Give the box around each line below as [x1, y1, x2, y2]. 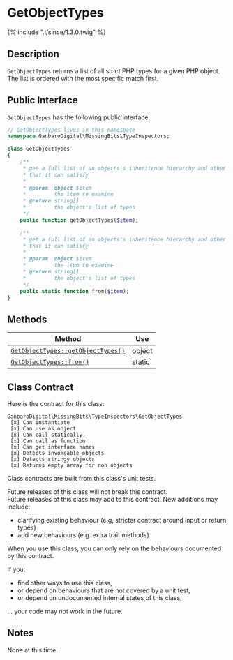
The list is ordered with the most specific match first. [7, 74, 159, 82]
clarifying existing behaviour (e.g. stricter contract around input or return [17, 516, 227, 525]
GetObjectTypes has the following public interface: [7, 113, 151, 121]
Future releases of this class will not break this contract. [7, 488, 168, 496]
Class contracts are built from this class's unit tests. [7, 474, 156, 483]
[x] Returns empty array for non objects [10, 462, 133, 469]
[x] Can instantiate [10, 419, 70, 426]
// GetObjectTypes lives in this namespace [7, 126, 136, 133]
